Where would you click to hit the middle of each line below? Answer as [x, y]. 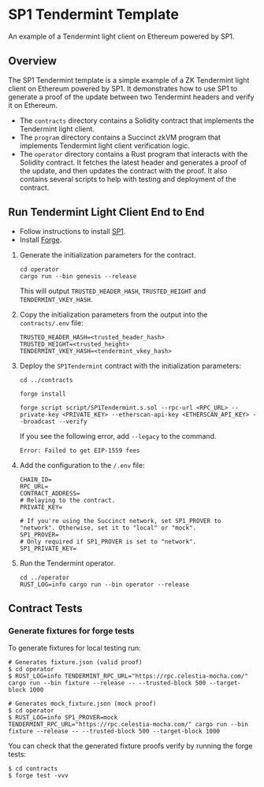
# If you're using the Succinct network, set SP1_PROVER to [120, 521]
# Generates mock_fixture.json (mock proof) [82, 704]
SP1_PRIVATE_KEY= [48, 548]
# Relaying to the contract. [67, 500]
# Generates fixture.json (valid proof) [76, 663]
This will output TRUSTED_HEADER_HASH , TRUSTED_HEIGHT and [113, 291]
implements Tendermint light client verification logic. [105, 145]
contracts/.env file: [52, 323]
